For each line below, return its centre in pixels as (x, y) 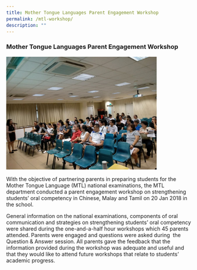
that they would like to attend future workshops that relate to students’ (93, 254)
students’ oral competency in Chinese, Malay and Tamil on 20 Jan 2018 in (97, 198)
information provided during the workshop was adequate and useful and (95, 248)
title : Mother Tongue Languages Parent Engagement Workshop (83, 13)
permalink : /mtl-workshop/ (40, 19)
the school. (20, 205)
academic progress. (31, 260)
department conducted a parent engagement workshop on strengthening (96, 192)
